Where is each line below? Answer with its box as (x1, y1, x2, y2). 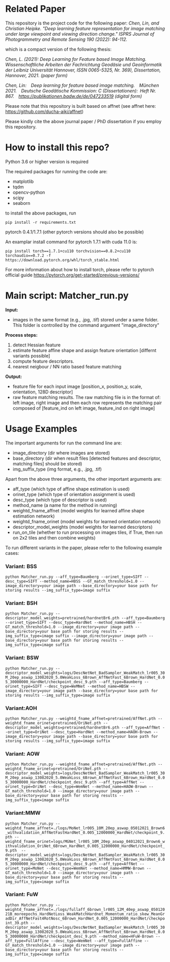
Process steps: (5, 332, 38, 338)
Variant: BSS (5, 562, 37, 570)
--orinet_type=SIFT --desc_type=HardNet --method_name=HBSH (5, 620, 136, 625)
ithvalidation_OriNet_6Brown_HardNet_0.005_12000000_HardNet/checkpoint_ (5, 843, 165, 849)
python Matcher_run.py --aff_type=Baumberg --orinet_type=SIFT (5, 574, 143, 580)
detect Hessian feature (12, 342, 61, 348)
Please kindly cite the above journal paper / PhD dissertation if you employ (5, 118, 162, 124)
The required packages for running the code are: (5, 168, 108, 174)
